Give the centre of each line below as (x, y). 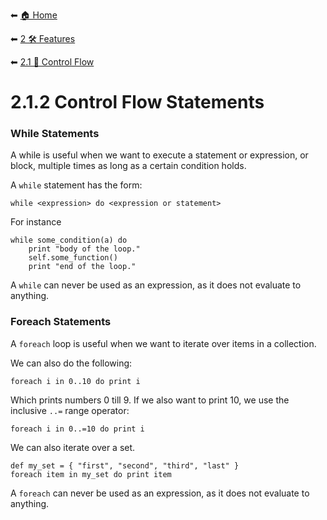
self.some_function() (73, 258)
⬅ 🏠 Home (34, 15)
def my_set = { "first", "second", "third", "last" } (125, 465)
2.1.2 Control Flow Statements (137, 102)
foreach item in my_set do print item (91, 474)
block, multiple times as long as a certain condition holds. (128, 166)
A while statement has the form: (76, 185)
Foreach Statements (61, 322)
